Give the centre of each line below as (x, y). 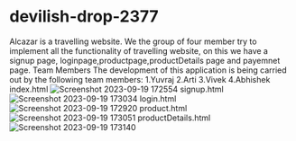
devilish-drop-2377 (84, 17)
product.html (163, 108)
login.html (158, 98)
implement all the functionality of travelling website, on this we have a (139, 50)
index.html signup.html (116, 89)
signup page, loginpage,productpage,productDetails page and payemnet (145, 60)
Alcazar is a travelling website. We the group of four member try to (133, 41)
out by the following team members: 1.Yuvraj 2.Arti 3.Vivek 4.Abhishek (140, 79)
